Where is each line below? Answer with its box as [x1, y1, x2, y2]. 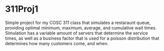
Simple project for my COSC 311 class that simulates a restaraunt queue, [5, 20, 151, 25]
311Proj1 [5, 3, 38, 15]
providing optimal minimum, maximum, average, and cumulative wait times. [5, 25, 157, 30]
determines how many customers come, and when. [5, 40, 109, 46]
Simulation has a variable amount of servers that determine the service [5, 30, 148, 36]
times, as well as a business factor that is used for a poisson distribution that [5, 35, 160, 41]
